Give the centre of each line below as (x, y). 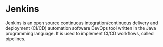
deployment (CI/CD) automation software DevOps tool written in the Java (81, 28)
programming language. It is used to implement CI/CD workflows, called (79, 33)
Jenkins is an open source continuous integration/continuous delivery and (82, 23)
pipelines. (15, 39)
